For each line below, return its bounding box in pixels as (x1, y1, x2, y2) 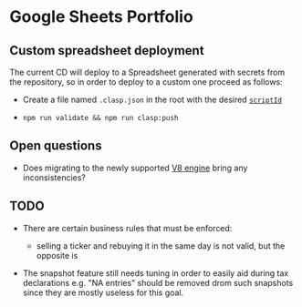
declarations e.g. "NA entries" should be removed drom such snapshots (22, 277, 294, 288)
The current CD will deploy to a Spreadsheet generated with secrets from (9, 67, 286, 77)
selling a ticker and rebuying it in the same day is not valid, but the (36, 240, 286, 251)
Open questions (9, 138, 102, 154)
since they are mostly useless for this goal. (22, 287, 184, 298)
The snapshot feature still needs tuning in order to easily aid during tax (22, 267, 289, 279)
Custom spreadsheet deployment (9, 43, 204, 58)
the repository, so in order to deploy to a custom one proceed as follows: (9, 77, 283, 87)
